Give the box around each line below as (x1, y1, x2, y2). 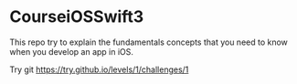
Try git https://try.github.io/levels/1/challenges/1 (9, 64, 189, 75)
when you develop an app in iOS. (9, 46, 134, 57)
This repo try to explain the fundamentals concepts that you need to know (9, 37, 288, 47)
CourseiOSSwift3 (9, 6, 144, 27)
